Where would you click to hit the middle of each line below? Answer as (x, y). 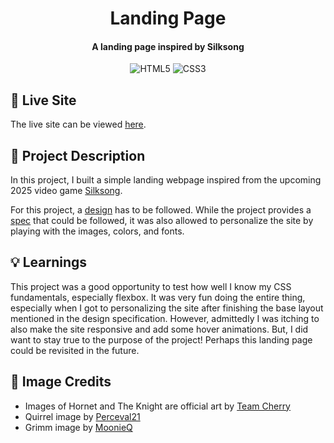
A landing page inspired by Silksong (168, 46)
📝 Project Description (78, 155)
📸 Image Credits (61, 382)
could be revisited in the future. (75, 350)
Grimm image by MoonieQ (78, 427)
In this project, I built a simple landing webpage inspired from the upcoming (166, 180)
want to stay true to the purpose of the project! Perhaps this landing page (161, 339)
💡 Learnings (49, 262)
